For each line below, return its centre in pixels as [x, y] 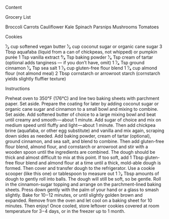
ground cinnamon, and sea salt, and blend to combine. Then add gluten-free [85, 141]
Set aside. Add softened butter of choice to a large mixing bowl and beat [81, 114]
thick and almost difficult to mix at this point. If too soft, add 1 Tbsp [74, 157]
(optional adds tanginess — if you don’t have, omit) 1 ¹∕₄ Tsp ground [75, 62]
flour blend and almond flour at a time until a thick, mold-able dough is [88, 163]
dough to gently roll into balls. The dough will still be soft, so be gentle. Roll [83, 179]
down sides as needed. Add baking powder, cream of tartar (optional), [78, 136]
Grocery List [18, 17]
